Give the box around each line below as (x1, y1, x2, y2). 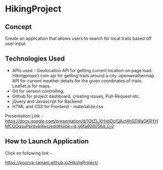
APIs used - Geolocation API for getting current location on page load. (12, 67, 153, 73)
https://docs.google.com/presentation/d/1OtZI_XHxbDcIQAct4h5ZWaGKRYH (5, 118, 158, 124)
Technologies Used (5, 55, 65, 63)
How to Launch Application (5, 137, 89, 146)
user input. (5, 41, 27, 46)
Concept (5, 23, 32, 31)
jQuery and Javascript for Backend (12, 98, 82, 104)
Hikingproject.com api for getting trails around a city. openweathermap (12, 73, 154, 78)
